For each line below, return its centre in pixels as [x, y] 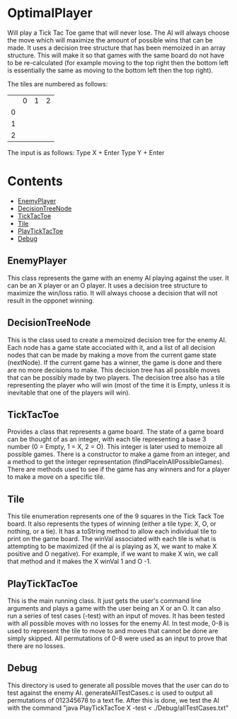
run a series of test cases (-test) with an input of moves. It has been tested [116, 616]
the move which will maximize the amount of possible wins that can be [110, 40]
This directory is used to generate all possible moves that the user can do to [118, 685]
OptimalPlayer [50, 13]
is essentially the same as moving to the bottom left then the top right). [110, 70]
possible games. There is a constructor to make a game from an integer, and [118, 454]
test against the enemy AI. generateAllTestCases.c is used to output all [110, 693]
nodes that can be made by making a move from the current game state [112, 355]
